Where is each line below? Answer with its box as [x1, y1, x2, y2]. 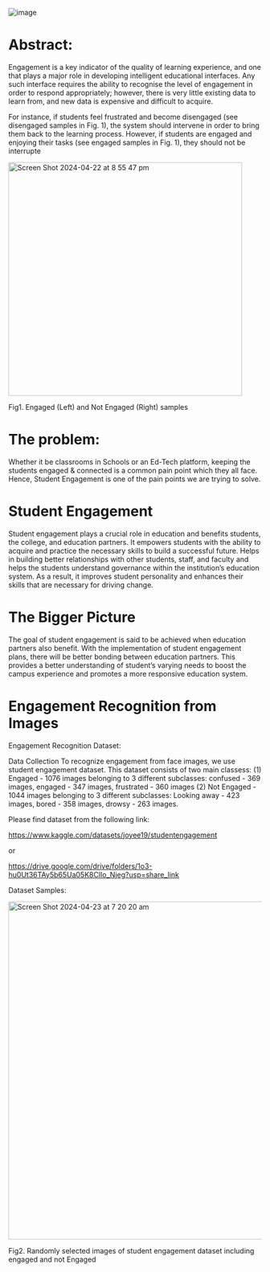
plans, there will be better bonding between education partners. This [8, 652, 235, 661]
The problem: [8, 431, 100, 449]
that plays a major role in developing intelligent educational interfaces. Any [8, 71, 256, 80]
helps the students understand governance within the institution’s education [8, 562, 260, 572]
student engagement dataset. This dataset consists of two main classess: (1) [8, 764, 262, 775]
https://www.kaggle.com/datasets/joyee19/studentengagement [8, 830, 218, 840]
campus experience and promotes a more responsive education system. [8, 669, 248, 678]
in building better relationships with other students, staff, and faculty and [8, 554, 249, 564]
